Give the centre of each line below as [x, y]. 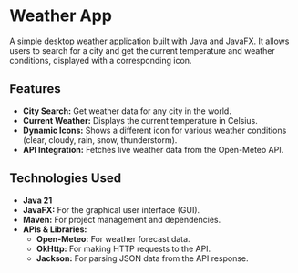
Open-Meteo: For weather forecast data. [113, 238]
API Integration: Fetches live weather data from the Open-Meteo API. [153, 149]
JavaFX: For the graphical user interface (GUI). [111, 209]
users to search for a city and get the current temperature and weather [142, 50]
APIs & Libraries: [55, 229]
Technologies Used [65, 178]
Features [35, 89]
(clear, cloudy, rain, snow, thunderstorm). [100, 140]
